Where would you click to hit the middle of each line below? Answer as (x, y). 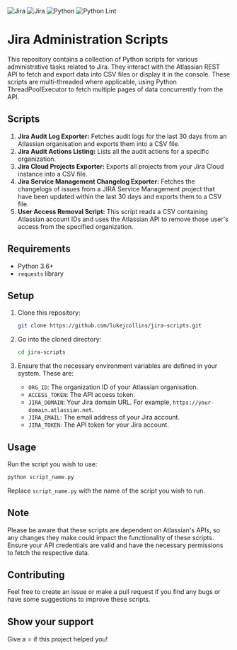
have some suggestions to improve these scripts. (79, 600)
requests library (40, 274)
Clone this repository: (49, 313)
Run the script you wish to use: (52, 464)
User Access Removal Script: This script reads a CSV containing (112, 211)
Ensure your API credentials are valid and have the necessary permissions (115, 545)
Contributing (36, 575)
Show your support (51, 621)
